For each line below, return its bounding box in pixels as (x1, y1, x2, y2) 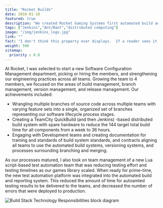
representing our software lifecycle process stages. (12, 112, 115, 117)
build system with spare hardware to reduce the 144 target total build (12, 122, 150, 128)
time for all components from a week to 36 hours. (12, 127, 111, 133)
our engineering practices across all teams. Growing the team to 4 (5, 76, 137, 82)
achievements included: (5, 92, 53, 97)
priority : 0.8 (9, 52, 40, 57)
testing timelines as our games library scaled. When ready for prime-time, (5, 168, 153, 173)
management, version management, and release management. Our (5, 86, 139, 93)
